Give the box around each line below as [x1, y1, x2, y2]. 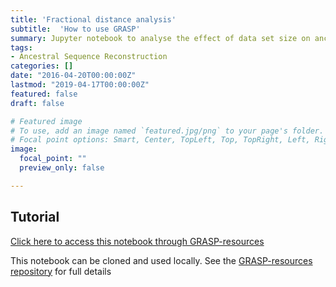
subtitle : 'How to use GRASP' [10, 24, 141, 34]
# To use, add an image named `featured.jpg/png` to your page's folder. [10, 126, 325, 136]
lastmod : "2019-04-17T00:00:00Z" [10, 80, 150, 90]
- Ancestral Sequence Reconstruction [10, 52, 168, 62]
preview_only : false [19, 163, 105, 173]
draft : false [10, 98, 65, 108]
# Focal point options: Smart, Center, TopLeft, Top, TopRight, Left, [10, 135, 311, 145]
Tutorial [10, 209, 60, 226]
